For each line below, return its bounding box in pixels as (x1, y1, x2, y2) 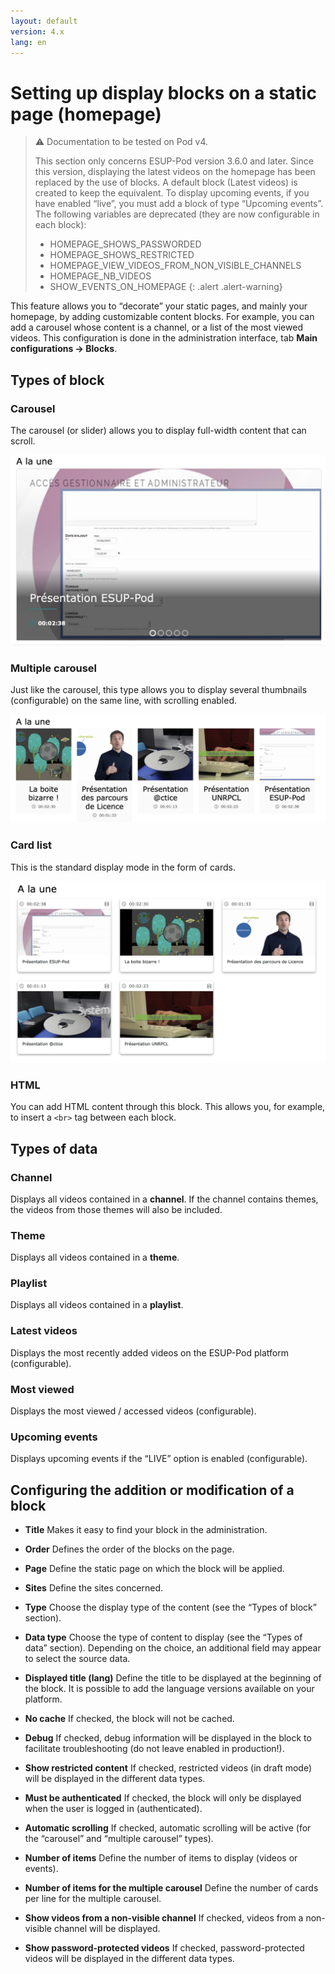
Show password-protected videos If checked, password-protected (24, 1942, 305, 1954)
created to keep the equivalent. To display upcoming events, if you (34, 187, 310, 199)
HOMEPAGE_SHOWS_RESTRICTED (49, 249, 195, 261)
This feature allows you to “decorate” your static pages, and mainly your (10, 300, 308, 312)
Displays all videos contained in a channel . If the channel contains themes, (10, 1193, 319, 1205)
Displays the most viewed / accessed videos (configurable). (10, 1405, 257, 1417)
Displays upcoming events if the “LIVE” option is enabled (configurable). (10, 1453, 308, 1465)
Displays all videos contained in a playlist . (10, 1299, 184, 1311)
